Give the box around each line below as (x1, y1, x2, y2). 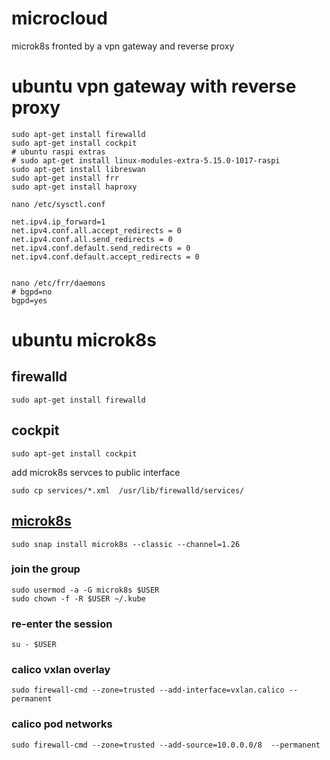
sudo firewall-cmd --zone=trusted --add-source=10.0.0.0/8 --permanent (11, 740, 321, 750)
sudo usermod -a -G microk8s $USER (11, 585, 160, 595)
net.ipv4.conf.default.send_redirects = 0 (11, 243, 191, 253)
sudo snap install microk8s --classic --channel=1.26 (11, 539, 241, 549)
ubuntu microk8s (11, 329, 157, 352)
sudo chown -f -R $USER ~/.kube (11, 593, 146, 604)
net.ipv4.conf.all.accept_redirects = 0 (11, 225, 183, 236)
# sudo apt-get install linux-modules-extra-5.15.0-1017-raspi (11, 155, 281, 166)
